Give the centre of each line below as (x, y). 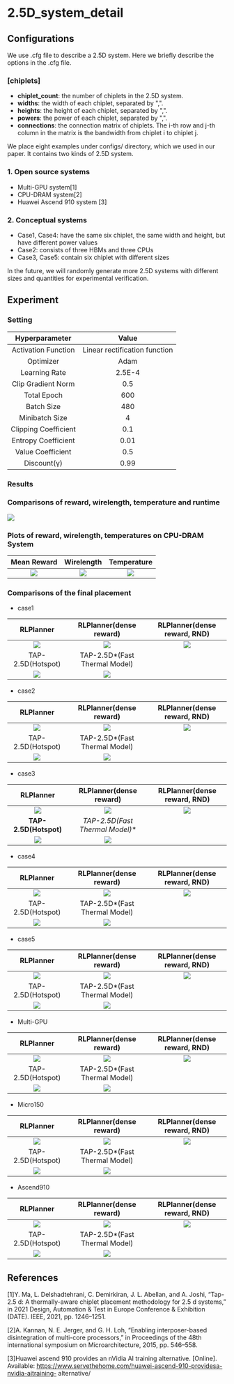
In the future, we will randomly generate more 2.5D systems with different (113, 270)
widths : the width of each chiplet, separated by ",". (90, 103)
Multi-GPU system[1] (47, 187)
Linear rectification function (128, 350)
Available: (21, 1366)
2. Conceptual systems (47, 220)
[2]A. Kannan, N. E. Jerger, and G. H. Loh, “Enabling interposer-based (107, 1330)
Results (20, 484)
